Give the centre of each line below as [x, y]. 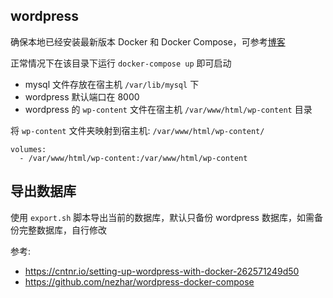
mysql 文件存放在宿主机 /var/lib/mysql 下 [112, 84]
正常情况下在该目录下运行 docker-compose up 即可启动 [121, 63]
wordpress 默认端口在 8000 [82, 96]
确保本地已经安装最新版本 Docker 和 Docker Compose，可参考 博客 [148, 41]
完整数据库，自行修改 [62, 230]
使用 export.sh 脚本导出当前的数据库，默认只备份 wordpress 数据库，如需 [162, 217]
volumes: [28, 149]
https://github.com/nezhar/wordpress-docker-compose [139, 281]
